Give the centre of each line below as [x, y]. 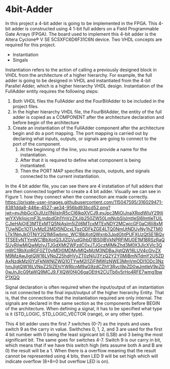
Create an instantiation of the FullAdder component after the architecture [88, 128]
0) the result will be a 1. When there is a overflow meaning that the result [81, 350]
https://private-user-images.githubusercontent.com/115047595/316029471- [84, 202]
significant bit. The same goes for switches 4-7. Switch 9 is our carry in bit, [83, 340]
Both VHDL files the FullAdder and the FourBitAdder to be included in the [89, 101]
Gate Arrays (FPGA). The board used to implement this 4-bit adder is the [81, 34]
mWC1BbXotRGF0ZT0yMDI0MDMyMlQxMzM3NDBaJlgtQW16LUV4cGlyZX [83, 250]
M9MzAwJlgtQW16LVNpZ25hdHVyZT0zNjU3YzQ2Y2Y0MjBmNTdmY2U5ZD [85, 256]
